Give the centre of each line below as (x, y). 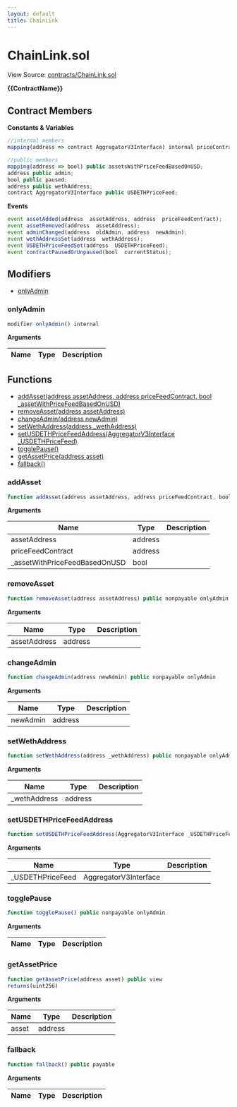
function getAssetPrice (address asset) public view (85, 979)
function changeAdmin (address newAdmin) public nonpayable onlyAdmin (112, 677)
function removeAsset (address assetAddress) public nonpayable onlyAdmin (118, 598)
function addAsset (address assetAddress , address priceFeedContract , (112, 497)
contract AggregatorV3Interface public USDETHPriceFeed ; (93, 193)
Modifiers (29, 274)
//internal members (36, 141)
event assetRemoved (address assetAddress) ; (74, 226)
